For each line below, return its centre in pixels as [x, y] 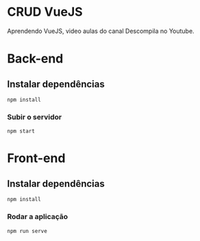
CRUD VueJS [45, 12]
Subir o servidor [35, 117]
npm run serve [27, 231]
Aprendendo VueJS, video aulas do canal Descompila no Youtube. [101, 31]
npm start [21, 131]
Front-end [36, 158]
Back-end [35, 59]
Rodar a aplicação [38, 217]
